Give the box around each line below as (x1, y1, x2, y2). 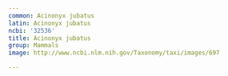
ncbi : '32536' (8, 26, 56, 34)
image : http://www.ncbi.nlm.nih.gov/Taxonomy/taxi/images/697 (8, 49, 220, 57)
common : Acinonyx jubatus (8, 11, 94, 20)
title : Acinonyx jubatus (8, 34, 91, 42)
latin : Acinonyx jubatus (8, 19, 91, 27)
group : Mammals (8, 42, 59, 50)
